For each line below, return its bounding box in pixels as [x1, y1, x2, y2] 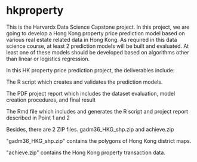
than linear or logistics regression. [6, 55, 90, 62]
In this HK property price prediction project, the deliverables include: [6, 66, 175, 74]
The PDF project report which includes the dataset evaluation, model [6, 90, 176, 97]
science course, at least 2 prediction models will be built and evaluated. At [6, 42, 189, 50]
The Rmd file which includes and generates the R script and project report [6, 108, 189, 115]
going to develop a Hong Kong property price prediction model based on [6, 29, 185, 36]
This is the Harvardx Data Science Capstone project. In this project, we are [6, 23, 190, 30]
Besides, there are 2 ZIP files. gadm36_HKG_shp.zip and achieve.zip [6, 126, 174, 133]
